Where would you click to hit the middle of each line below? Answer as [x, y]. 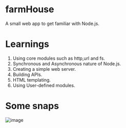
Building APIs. [27, 74]
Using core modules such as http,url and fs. [59, 58]
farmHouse [30, 9]
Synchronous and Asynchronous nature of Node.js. [67, 63]
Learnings [27, 44]
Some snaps [32, 106]
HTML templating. [32, 80]
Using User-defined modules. [44, 85]
